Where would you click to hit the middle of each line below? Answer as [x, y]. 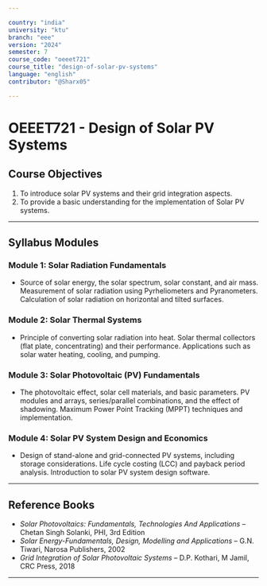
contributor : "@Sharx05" [49, 81]
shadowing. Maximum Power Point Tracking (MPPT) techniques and [131, 409]
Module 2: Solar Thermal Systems [75, 320]
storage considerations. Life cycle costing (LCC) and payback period [132, 464]
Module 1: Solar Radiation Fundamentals [87, 265]
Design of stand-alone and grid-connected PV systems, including [127, 456]
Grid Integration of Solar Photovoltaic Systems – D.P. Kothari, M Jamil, [134, 558]
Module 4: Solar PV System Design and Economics [108, 438]
